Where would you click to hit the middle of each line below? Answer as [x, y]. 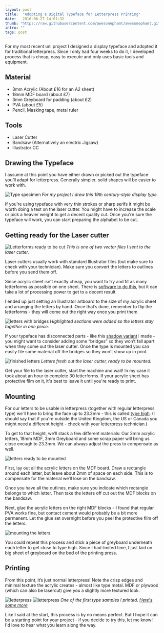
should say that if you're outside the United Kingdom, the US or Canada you [81, 419]
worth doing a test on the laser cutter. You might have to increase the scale [81, 209]
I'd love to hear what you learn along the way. [51, 625]
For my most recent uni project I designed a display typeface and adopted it [81, 46]
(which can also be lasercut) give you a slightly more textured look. [72, 590]
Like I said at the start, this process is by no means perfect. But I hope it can [81, 614]
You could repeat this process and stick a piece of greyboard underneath [79, 542]
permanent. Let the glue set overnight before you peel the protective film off [82, 518]
